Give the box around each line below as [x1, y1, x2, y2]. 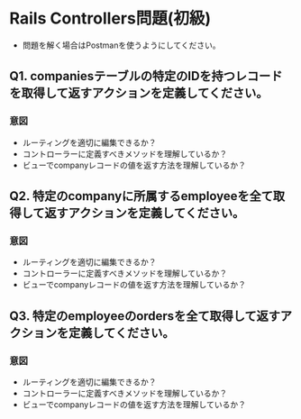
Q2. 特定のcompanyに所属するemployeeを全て [9, 188, 273, 204]
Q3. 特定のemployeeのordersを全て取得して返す [9, 308, 281, 323]
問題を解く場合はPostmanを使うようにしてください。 [22, 40, 221, 50]
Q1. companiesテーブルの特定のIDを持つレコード [9, 68, 283, 84]
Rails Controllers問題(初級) [9, 8, 212, 29]
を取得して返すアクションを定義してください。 [9, 86, 269, 101]
